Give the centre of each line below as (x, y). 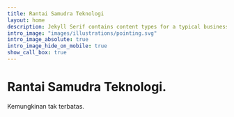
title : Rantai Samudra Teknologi (56, 14)
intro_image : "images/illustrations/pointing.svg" (82, 33)
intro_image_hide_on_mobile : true (57, 46)
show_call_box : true (37, 53)
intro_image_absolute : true (48, 40)
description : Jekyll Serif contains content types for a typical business (118, 26)
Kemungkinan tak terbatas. (46, 106)
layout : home (26, 20)
